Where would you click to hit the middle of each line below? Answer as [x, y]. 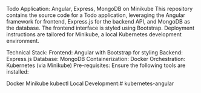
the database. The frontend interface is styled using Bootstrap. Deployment [100, 28]
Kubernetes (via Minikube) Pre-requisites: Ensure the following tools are [96, 65]
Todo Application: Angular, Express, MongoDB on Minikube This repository [100, 9]
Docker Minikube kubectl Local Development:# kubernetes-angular [90, 83]
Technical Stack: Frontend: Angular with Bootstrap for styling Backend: [94, 53]
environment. [23, 41]
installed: [18, 72]
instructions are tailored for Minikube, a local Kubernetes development [94, 34]
